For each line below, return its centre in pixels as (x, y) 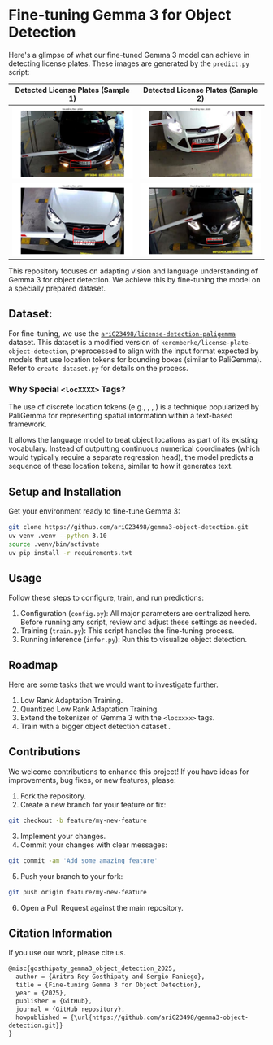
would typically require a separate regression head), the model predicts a (131, 457)
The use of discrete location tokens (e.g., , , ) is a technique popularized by (134, 407)
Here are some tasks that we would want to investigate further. (113, 684)
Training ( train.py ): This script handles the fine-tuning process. (127, 631)
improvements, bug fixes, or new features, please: (92, 780)
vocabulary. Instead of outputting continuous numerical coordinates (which (134, 448)
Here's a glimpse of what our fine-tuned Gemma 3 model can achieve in (129, 55)
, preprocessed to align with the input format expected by (162, 351)
